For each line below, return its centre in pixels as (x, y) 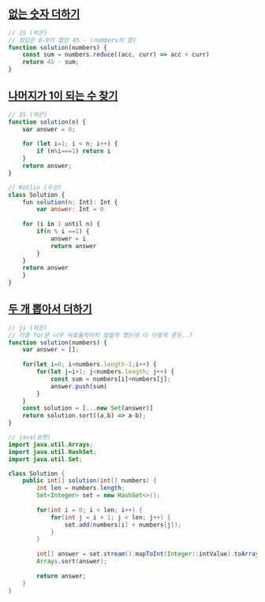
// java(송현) (30, 437)
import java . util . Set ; (45, 459)
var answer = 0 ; (49, 129)
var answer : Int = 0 (70, 210)
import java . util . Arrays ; (50, 444)
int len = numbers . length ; (81, 488)
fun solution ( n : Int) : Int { (70, 202)
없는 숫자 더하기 (44, 14)
